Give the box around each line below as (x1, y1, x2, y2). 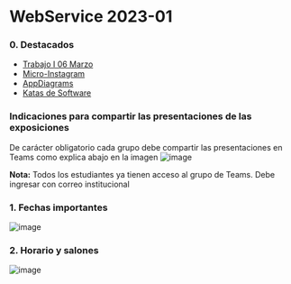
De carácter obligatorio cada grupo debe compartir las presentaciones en (9, 142, 283, 152)
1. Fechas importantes (9, 201, 108, 214)
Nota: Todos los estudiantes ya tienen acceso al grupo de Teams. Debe (9, 169, 276, 179)
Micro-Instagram (22, 69, 86, 79)
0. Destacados (9, 39, 75, 51)
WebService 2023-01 (9, 6, 173, 27)
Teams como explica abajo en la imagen (9, 151, 159, 162)
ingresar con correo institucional (9, 179, 131, 189)
